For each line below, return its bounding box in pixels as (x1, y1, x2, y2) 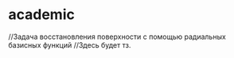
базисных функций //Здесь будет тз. (8, 40, 131, 49)
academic (8, 6, 76, 24)
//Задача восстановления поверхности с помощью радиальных (8, 32, 227, 41)
